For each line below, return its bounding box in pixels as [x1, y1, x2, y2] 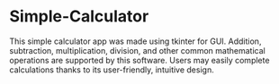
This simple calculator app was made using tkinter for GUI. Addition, [9, 36, 262, 46]
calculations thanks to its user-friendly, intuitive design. [9, 64, 214, 75]
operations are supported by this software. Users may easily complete [9, 55, 270, 65]
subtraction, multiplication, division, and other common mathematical [9, 45, 265, 55]
